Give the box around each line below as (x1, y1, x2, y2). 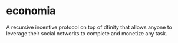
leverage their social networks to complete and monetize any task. (6, 29, 167, 37)
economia (6, 4, 56, 18)
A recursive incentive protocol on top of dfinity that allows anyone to (6, 24, 173, 31)
